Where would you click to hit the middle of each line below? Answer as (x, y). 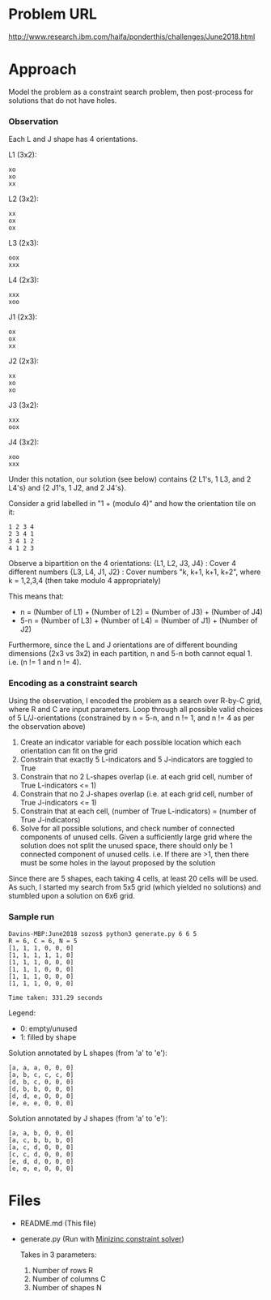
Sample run (32, 917)
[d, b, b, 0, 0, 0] (41, 1089)
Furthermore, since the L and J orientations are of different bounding (123, 645)
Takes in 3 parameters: (58, 1255)
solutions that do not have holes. (63, 100)
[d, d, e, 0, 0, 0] (41, 1096)
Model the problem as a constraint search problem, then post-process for (131, 92)
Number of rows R (63, 1270)
